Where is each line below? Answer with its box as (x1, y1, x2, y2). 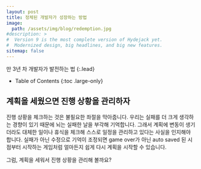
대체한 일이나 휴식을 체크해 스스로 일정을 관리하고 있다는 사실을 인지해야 (22, 128, 191, 135)
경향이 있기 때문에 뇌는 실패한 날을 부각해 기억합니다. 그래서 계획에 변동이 (12, 121, 185, 128)
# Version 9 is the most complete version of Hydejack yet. (6, 37, 163, 43)
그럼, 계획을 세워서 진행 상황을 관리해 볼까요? (6, 156, 112, 163)
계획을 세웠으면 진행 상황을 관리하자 (6, 96, 131, 106)
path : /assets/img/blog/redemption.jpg (11, 25, 112, 32)
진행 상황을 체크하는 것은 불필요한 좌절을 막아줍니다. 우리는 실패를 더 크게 (6, 113, 178, 120)
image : (6, 20, 23, 26)
